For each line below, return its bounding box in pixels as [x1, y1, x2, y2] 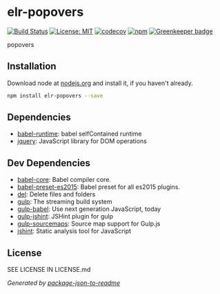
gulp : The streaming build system [17, 198, 112, 206]
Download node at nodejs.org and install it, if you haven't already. [7, 79, 193, 87]
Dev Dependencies [7, 157, 91, 169]
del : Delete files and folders [17, 190, 96, 199]
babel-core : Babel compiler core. [17, 176, 112, 184]
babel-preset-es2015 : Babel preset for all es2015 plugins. [17, 183, 181, 191]
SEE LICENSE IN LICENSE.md [7, 266, 91, 274]
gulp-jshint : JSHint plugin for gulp [17, 212, 114, 221]
